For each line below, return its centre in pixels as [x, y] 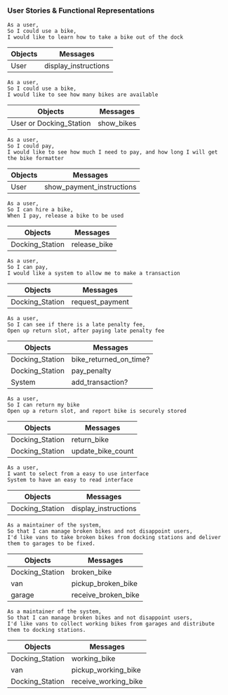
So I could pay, [31, 146]
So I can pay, [28, 267]
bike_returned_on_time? [110, 359]
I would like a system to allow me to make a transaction [94, 273]
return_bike [90, 439]
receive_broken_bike [106, 595]
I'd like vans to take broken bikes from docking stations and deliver [114, 538]
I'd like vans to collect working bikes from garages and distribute [111, 624]
